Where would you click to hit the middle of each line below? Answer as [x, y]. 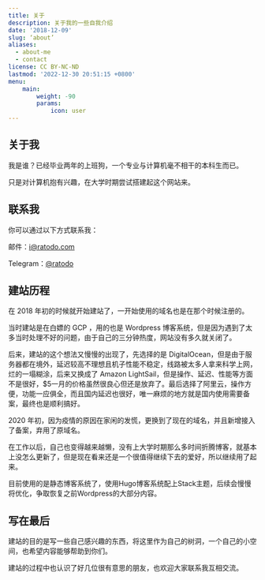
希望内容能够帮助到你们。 [70, 551]
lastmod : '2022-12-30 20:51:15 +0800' [72, 74]
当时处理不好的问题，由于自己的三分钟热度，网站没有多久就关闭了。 [125, 338]
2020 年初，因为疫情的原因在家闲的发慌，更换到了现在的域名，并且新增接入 [132, 421]
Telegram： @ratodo [41, 263]
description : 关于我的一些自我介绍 [60, 23]
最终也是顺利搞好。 [53, 404]
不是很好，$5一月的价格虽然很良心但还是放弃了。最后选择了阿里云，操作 [127, 384]
